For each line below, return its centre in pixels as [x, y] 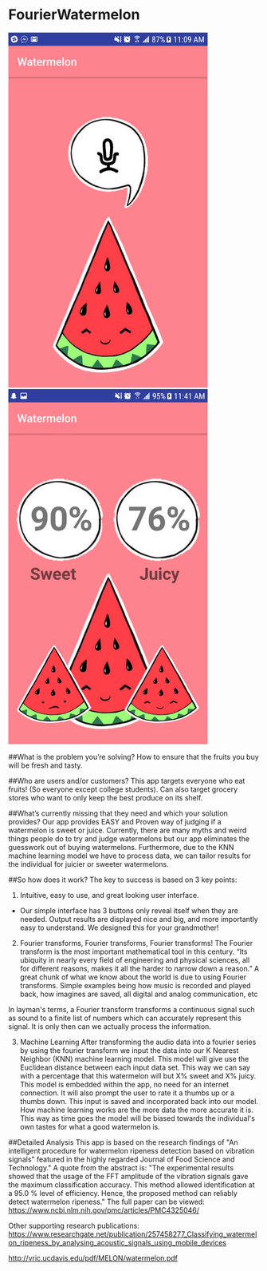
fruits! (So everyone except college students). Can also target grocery [123, 789]
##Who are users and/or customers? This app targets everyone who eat [127, 781]
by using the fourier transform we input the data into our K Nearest [129, 1051]
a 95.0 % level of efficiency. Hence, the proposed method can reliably [123, 1194]
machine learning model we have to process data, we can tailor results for [130, 856]
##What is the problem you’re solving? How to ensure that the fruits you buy [133, 757]
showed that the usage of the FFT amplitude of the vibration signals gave [128, 1177]
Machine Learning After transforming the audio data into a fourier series [138, 1042]
